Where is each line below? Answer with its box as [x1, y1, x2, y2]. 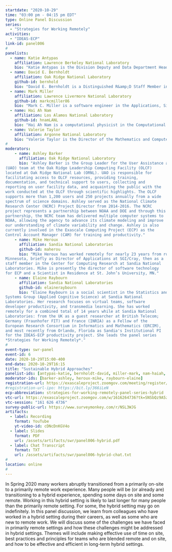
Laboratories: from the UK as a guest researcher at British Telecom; [5, 313, 159, 319]
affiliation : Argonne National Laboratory [14, 132, 106, 137]
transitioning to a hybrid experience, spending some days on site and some [5, 492, 164, 498]
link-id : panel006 [5, 41, 45, 46]
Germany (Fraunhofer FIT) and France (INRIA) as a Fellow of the [5, 318, 147, 324]
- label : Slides [10, 428, 45, 434]
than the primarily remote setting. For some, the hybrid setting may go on [5, 503, 160, 509]
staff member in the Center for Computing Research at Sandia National [5, 261, 161, 266]
